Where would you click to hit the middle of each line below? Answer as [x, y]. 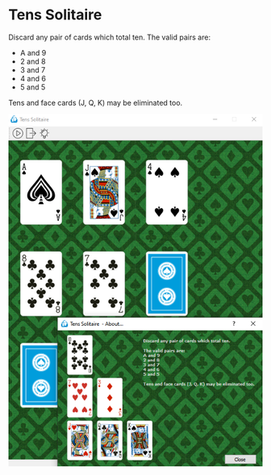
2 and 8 [33, 61]
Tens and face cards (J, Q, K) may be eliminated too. [96, 102]
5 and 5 [33, 87]
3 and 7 [33, 69]
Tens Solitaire [55, 15]
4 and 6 [33, 78]
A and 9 [33, 52]
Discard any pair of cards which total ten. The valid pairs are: [110, 37]
